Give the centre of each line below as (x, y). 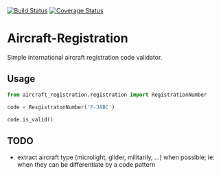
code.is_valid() (30, 119)
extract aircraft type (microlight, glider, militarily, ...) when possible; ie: (116, 157)
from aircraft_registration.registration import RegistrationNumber (107, 95)
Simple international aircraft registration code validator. (85, 57)
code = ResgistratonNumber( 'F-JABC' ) (61, 107)
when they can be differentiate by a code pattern (86, 165)
